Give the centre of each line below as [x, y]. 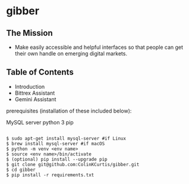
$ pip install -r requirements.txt [50, 175]
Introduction [30, 86]
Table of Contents [40, 72]
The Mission [29, 33]
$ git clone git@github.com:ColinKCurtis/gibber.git [73, 164]
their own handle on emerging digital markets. [71, 54]
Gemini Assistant [35, 99]
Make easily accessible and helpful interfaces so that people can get [99, 47]
